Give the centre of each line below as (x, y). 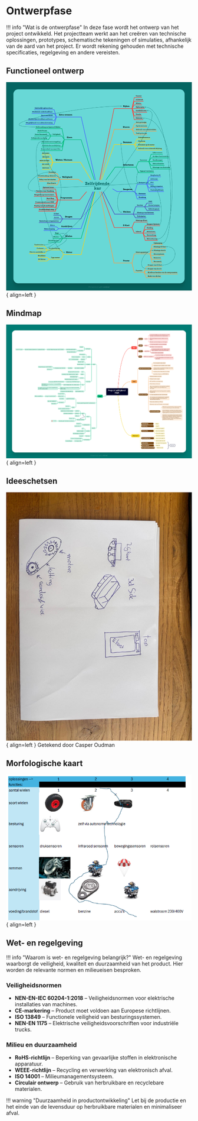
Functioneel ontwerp (45, 71)
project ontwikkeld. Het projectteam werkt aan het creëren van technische (96, 33)
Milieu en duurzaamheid (42, 1045)
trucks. (23, 1029)
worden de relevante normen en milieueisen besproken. (74, 970)
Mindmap (24, 314)
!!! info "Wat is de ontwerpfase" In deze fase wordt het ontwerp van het (93, 27)
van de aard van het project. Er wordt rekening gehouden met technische (95, 46)
